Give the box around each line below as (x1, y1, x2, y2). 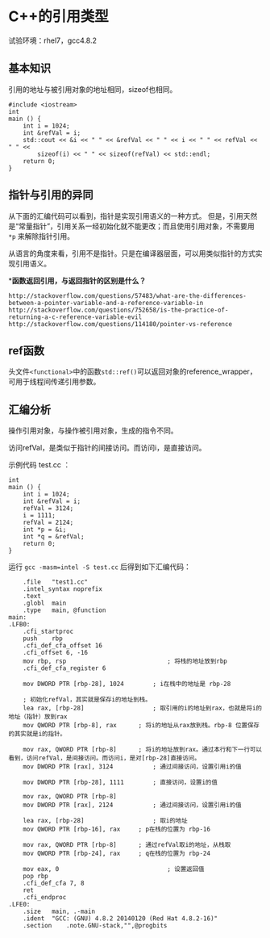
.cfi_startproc (23, 627, 74, 636)
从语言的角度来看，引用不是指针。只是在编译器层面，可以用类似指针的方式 (8, 248, 255, 258)
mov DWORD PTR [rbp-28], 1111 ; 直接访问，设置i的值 (23, 778, 218, 787)
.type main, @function (23, 606, 106, 614)
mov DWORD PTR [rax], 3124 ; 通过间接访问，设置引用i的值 (23, 763, 242, 771)
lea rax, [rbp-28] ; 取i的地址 (23, 817, 188, 825)
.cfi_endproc (23, 894, 67, 902)
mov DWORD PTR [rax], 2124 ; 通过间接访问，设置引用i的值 (23, 801, 242, 810)
